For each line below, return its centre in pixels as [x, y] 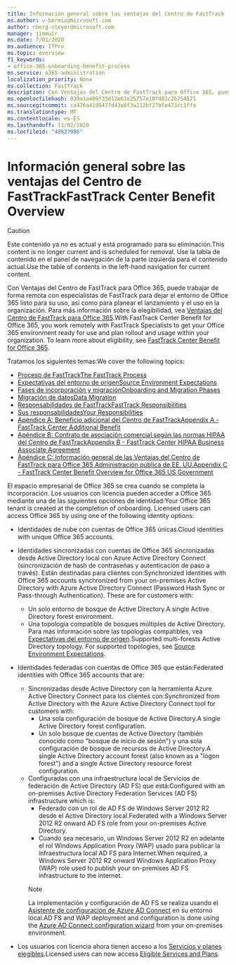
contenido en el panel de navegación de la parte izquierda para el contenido [118, 259]
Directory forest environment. [71, 617]
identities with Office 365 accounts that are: [81, 675]
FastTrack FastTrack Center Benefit [111, 196]
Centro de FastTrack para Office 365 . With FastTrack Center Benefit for [110, 318]
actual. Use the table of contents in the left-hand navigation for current [109, 267]
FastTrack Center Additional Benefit [69, 427]
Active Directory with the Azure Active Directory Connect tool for [122, 704]
